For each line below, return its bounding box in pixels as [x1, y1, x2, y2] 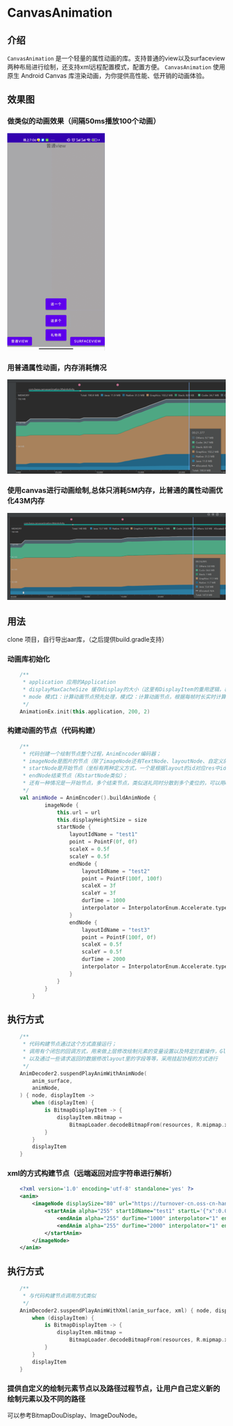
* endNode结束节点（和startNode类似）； [22, 773, 128, 779]
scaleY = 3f [81, 889, 116, 897]
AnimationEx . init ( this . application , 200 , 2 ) [19, 708, 150, 715]
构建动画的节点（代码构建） [7, 726, 100, 736]
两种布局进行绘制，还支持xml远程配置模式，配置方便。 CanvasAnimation [7, 63, 212, 71]
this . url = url [56, 809, 101, 816]
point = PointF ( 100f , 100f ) [81, 875, 163, 882]
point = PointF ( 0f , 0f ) [69, 839, 138, 846]
